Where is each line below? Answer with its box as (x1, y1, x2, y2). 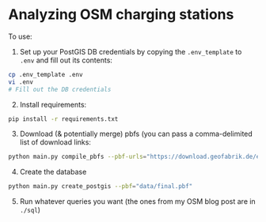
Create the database (19, 167, 87, 177)
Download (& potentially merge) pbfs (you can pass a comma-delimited (19, 129, 253, 139)
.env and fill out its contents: (19, 55, 113, 65)
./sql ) (19, 205, 41, 215)
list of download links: (19, 137, 91, 147)
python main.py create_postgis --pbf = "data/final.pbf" (8, 182, 193, 190)
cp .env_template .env (8, 70, 83, 78)
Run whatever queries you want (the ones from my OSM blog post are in (19, 197, 256, 206)
